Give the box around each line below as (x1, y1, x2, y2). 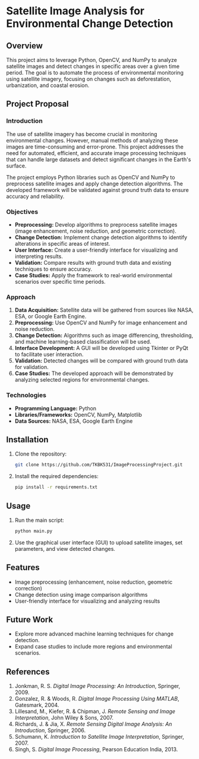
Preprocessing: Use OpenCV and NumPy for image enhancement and (14, 319, 187, 326)
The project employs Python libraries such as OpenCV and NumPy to (6, 174, 175, 181)
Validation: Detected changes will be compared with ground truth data (14, 357, 188, 364)
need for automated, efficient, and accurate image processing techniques (6, 149, 187, 156)
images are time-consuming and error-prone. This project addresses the (6, 143, 184, 150)
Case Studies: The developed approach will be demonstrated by (14, 370, 173, 377)
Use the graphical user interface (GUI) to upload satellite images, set (14, 538, 183, 546)
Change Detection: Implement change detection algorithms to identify (14, 234, 188, 241)
